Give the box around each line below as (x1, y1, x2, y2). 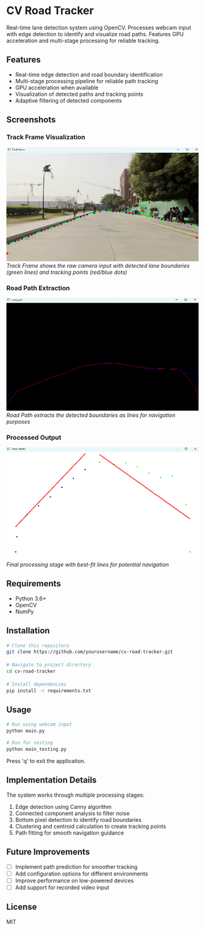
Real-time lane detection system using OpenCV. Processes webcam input (6, 24, 192, 31)
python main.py (6, 728, 45, 734)
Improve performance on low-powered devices (15, 877, 134, 884)
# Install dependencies (6, 681, 67, 687)
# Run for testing (6, 740, 53, 746)
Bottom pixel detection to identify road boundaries (15, 816, 142, 823)
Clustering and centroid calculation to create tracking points (15, 822, 167, 830)
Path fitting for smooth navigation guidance (15, 829, 124, 836)
